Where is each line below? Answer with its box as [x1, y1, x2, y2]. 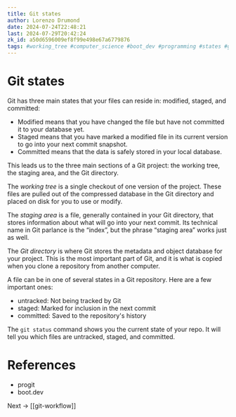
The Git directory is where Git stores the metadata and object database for [7, 247, 223, 255]
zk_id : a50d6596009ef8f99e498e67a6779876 [7, 37, 131, 44]
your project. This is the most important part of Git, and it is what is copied [7, 254, 223, 262]
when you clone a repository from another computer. [7, 262, 160, 270]
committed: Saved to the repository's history [17, 311, 147, 320]
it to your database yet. [17, 124, 85, 134]
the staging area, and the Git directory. [7, 168, 119, 177]
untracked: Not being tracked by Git [17, 296, 122, 304]
